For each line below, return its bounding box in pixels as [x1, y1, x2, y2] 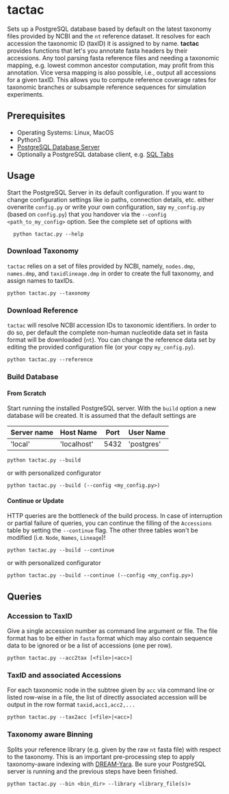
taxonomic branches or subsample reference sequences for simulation [7, 83, 206, 91]
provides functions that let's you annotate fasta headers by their [7, 47, 188, 55]
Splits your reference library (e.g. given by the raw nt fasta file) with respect [7, 745, 221, 754]
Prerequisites [7, 110, 66, 122]
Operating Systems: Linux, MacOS [16, 128, 114, 136]
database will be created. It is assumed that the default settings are [7, 412, 197, 420]
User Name [128, 427, 166, 437]
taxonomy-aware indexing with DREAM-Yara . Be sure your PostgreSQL [7, 760, 206, 768]
